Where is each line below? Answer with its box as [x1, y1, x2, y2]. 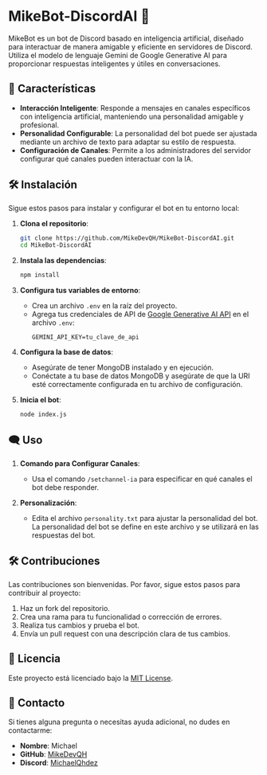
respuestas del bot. [31, 530, 96, 540]
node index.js [19, 410, 67, 419]
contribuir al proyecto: [8, 588, 81, 597]
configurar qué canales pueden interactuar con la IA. [19, 154, 194, 163]
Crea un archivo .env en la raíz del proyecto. [31, 301, 178, 311]
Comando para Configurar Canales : [19, 458, 140, 468]
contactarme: [8, 726, 53, 735]
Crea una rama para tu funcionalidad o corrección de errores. [19, 612, 222, 621]
